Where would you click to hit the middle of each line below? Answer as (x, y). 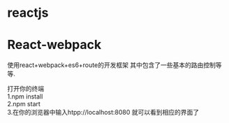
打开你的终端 (25, 89)
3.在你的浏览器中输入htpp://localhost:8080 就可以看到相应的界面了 (103, 113)
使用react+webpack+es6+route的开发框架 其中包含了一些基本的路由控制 (112, 65)
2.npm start (24, 104)
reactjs (28, 13)
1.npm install (25, 96)
